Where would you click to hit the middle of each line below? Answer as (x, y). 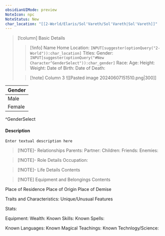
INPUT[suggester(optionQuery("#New (67, 58)
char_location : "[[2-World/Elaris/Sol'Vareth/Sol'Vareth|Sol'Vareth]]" (81, 24)
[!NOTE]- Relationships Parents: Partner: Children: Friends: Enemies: (88, 150)
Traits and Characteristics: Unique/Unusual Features (59, 199)
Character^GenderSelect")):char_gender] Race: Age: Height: (92, 63)
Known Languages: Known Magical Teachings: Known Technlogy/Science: (82, 228)
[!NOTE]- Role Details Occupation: (53, 160)
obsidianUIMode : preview (31, 10)
